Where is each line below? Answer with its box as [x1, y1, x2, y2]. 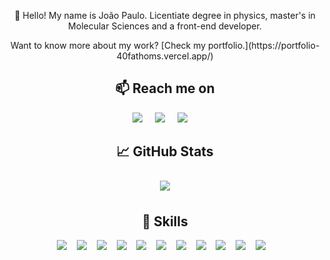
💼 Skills [141, 213, 189, 230]
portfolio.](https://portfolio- [208, 40, 320, 51]
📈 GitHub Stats [116, 143, 214, 160]
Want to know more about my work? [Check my [10, 40, 207, 51]
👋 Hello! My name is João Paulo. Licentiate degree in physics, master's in [14, 10, 316, 21]
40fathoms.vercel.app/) [116, 50, 214, 62]
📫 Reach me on [115, 80, 215, 97]
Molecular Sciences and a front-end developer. [68, 20, 262, 32]
